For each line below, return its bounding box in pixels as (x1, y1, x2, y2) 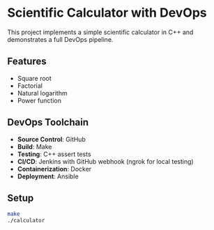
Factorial (17, 82, 43, 90)
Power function (17, 96, 61, 105)
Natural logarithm (17, 89, 68, 97)
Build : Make (17, 142, 52, 151)
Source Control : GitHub (17, 135, 86, 144)
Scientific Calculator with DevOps (7, 5, 207, 21)
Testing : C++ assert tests (17, 150, 92, 158)
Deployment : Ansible (17, 172, 79, 181)
